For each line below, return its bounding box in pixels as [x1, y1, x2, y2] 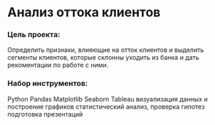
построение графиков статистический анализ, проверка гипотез [7, 102, 205, 111]
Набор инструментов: [7, 79, 88, 89]
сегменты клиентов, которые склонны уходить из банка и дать [7, 53, 199, 62]
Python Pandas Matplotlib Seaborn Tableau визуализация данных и [7, 94, 208, 103]
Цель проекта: [7, 30, 61, 40]
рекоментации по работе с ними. [7, 61, 109, 70]
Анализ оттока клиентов [7, 4, 161, 21]
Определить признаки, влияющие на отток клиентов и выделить [7, 45, 204, 54]
